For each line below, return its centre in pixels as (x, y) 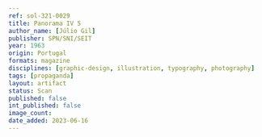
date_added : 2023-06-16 (49, 121)
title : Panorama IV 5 (45, 23)
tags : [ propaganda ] (41, 76)
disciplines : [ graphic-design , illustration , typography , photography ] (131, 68)
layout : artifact (38, 83)
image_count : (30, 114)
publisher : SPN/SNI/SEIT (50, 38)
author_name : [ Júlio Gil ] (52, 31)
